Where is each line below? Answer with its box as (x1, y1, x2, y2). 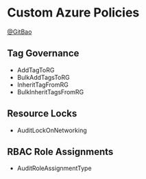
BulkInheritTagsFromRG (16, 87, 84, 96)
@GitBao (7, 28, 32, 36)
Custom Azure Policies (7, 5, 140, 21)
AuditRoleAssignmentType (16, 164, 92, 173)
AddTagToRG (16, 65, 55, 74)
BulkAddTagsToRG (16, 73, 70, 81)
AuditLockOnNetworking (16, 126, 87, 134)
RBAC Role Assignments (7, 146, 114, 158)
